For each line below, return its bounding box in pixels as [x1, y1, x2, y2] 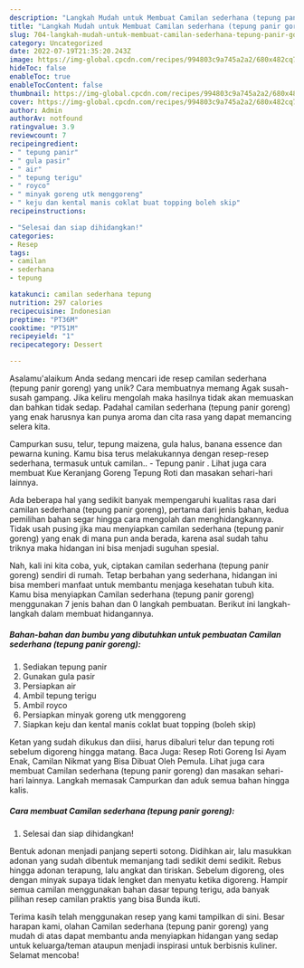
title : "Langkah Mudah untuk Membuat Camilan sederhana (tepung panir [9, 22, 281, 31]
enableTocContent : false [9, 81, 103, 90]
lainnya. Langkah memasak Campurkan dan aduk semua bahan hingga [25, 774, 290, 785]
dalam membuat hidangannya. [40, 608, 154, 619]
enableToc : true [9, 72, 71, 81]
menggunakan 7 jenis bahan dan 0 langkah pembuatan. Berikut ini [9, 599, 256, 609]
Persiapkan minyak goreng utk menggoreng [22, 709, 186, 720]
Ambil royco [22, 699, 68, 710]
